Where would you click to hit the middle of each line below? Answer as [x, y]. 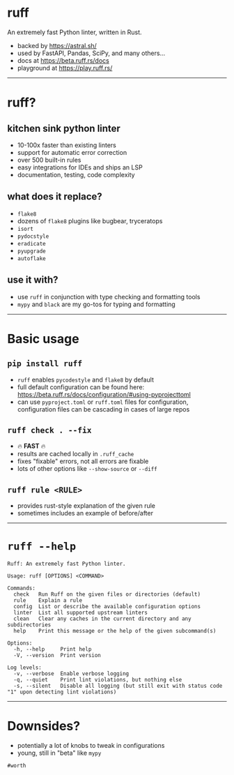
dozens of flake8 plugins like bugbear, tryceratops [90, 220]
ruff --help [42, 547]
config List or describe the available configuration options [107, 607]
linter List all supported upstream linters [81, 613]
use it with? [33, 280]
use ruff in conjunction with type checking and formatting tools [109, 296]
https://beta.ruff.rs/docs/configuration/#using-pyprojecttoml [104, 394]
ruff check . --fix [49, 430]
